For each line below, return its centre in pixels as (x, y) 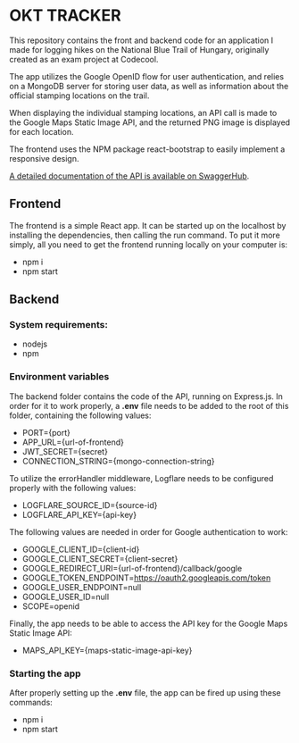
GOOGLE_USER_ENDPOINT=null (82, 587)
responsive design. (44, 158)
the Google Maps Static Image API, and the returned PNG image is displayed (150, 122)
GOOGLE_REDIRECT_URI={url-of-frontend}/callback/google (132, 568)
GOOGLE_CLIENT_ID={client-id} (81, 549)
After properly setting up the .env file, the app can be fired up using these (145, 693)
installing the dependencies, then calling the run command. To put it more (145, 235)
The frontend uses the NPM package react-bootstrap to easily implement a (147, 149)
